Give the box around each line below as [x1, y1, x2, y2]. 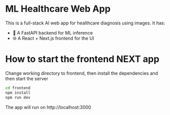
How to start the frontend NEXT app [5, 53, 159, 65]
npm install [5, 90, 31, 95]
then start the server [5, 75, 48, 81]
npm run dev [5, 95, 31, 100]
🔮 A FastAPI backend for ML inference [12, 30, 93, 36]
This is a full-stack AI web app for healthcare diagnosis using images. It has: [5, 20, 165, 26]
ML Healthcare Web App [5, 3, 111, 15]
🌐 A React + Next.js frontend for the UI [12, 35, 94, 41]
